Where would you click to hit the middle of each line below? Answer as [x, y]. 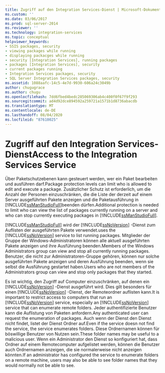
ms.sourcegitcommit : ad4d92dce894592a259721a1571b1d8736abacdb [71, 102]
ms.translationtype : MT [29, 106]
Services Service [41, 165]
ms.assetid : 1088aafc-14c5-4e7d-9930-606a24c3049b [58, 83]
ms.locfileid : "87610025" [31, 119]
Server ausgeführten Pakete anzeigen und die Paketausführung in [72, 200]
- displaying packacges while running [45, 55]
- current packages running [34, 69]
